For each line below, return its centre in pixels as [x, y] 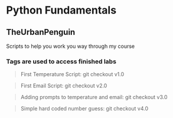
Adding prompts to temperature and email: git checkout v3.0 [94, 97]
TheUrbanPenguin [41, 32]
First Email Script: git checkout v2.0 [64, 86]
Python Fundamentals [61, 10]
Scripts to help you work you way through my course [71, 46]
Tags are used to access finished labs [61, 61]
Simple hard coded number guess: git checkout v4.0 [84, 109]
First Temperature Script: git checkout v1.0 [72, 74]
